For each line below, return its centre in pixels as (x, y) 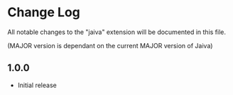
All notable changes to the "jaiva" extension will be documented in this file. (116, 32)
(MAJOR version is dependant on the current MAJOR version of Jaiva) (110, 45)
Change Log (44, 12)
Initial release (37, 85)
